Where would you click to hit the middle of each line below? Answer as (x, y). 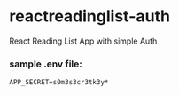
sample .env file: (46, 64)
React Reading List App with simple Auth (83, 41)
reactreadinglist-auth (90, 16)
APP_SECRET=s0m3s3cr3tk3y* (59, 83)
